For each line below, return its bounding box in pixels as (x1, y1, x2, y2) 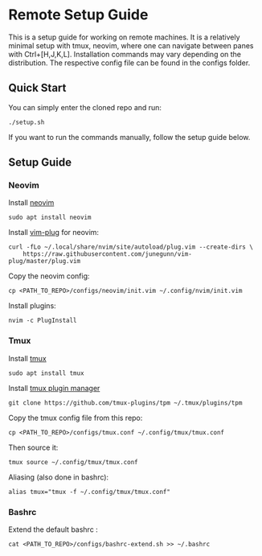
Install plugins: (8, 301, 56, 311)
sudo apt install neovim (8, 213, 92, 222)
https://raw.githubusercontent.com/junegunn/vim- (23, 250, 193, 258)
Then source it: (8, 443, 59, 452)
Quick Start (8, 81, 67, 95)
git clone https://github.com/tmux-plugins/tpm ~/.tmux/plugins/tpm (8, 398, 243, 407)
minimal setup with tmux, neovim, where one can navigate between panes (8, 40, 254, 50)
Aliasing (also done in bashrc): (8, 472, 109, 482)
